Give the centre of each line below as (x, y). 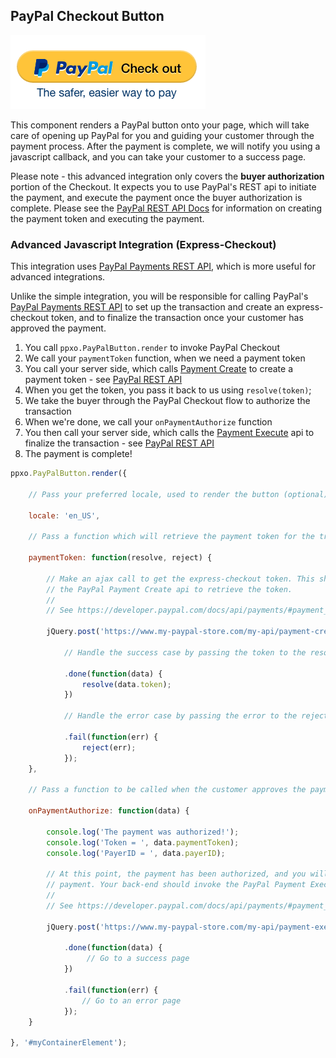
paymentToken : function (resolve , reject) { (120, 558)
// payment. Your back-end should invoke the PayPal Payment (176, 885)
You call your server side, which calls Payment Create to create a (159, 369)
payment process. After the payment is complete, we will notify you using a (165, 146)
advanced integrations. (58, 277)
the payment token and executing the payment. (107, 218)
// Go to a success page (138, 959)
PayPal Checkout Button (87, 16)
